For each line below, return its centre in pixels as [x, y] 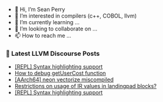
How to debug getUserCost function [60, 73]
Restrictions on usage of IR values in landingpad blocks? [85, 86]
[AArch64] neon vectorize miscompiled [64, 80]
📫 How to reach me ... [43, 36]
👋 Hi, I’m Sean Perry [40, 9]
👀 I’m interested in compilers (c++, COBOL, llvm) [75, 16]
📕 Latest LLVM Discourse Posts [53, 53]
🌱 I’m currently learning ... [47, 22]
